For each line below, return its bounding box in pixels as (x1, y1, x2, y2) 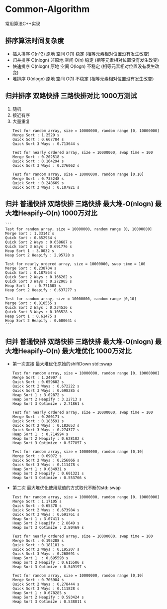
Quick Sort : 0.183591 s (12, 419, 64, 424)
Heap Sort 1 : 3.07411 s (12, 516, 64, 521)
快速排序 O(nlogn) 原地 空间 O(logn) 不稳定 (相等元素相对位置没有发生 (12, 63, 155, 69)
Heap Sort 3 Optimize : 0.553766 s (12, 476, 86, 481)
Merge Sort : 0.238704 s (5, 266, 57, 271)
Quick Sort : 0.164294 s (12, 158, 64, 164)
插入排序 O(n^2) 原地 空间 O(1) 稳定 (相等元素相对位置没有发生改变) (12, 51, 150, 57)
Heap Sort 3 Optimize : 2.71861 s (12, 401, 84, 406)
